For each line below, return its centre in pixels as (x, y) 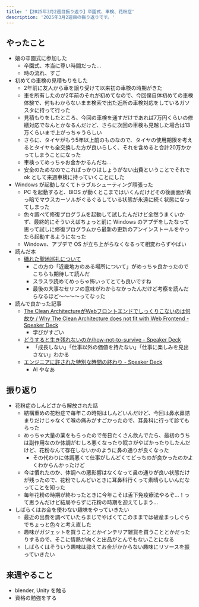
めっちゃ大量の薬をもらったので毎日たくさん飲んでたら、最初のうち (107, 436)
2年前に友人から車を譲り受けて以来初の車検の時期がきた (93, 88)
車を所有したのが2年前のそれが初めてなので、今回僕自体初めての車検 (108, 95)
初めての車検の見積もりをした (51, 80)
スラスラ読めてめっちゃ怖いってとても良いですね (92, 281)
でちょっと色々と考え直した (58, 525)
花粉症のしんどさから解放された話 (56, 406)
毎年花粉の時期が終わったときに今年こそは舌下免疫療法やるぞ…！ (104, 495)
